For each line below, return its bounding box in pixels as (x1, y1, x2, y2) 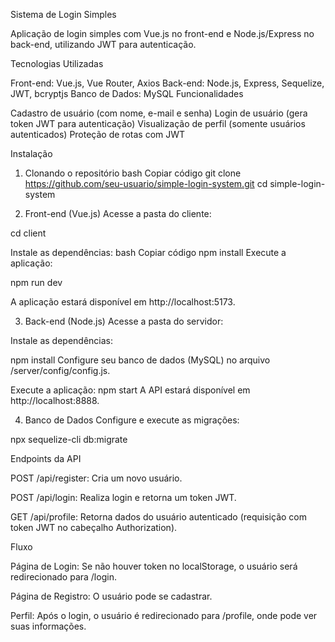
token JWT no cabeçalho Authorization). (10, 522, 178, 533)
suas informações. (10, 620, 87, 632)
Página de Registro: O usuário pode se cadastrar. (10, 590, 213, 602)
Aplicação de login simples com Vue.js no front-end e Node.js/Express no (10, 28, 315, 39)
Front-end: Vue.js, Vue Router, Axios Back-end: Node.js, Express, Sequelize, (10, 77, 325, 89)
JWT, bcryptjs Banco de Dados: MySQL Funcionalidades (10, 88, 244, 99)
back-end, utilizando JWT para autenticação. (10, 39, 197, 50)
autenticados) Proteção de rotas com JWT (10, 129, 186, 140)
